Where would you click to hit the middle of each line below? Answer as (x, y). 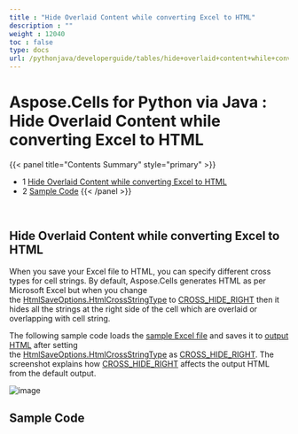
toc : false (31, 42)
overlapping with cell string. (60, 318)
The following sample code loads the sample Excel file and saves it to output (149, 335)
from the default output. (53, 373)
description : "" (41, 26)
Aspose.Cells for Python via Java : (138, 102)
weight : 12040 (37, 34)
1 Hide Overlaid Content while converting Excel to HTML (125, 182)
